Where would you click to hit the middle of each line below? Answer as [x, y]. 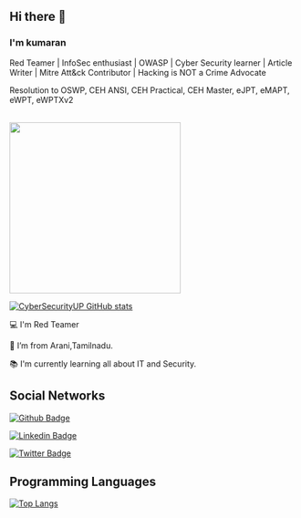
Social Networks [57, 396]
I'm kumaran [38, 43]
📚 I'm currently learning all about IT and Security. [103, 363]
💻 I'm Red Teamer [44, 324]
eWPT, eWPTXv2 [42, 99]
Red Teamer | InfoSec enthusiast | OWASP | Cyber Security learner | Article [151, 62]
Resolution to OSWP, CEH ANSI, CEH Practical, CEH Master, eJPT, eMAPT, [150, 90]
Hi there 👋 [38, 17]
